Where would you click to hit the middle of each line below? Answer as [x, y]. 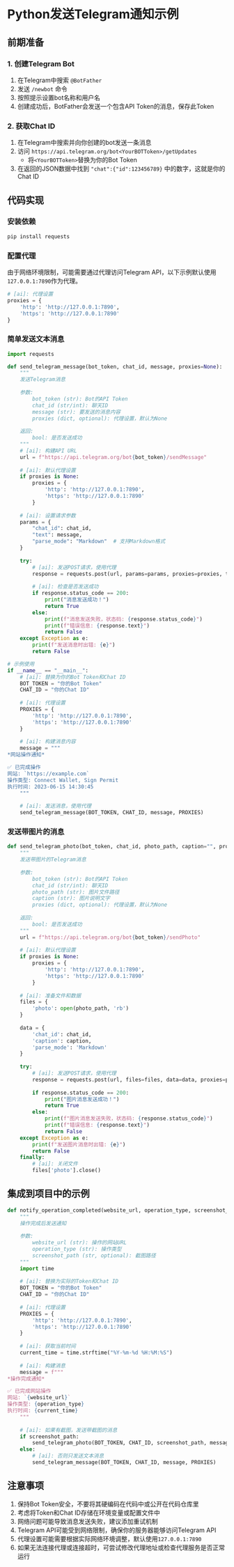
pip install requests [39, 236]
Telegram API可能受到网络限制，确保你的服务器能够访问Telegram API [117, 1530]
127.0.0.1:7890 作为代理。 [45, 281]
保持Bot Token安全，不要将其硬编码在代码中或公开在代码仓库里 [108, 1504]
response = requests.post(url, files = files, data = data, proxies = [129, 1079]
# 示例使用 [21, 664]
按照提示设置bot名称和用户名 [59, 98]
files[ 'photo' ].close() [67, 1171]
